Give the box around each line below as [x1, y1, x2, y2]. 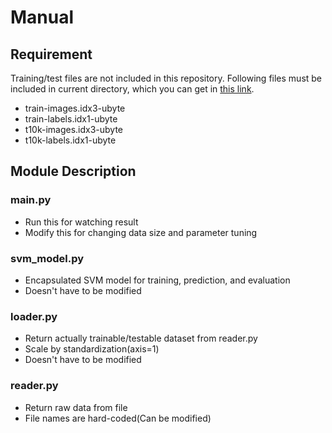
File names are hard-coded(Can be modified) [24, 412, 212, 424]
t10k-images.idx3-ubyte [24, 124, 124, 135]
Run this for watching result [24, 216, 139, 228]
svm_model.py [10, 251, 85, 265]
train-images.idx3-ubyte [24, 102, 126, 114]
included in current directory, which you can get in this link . [10, 83, 255, 95]
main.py [10, 193, 52, 207]
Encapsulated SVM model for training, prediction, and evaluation [24, 274, 291, 286]
